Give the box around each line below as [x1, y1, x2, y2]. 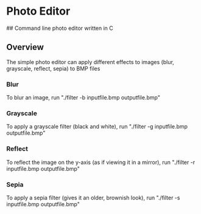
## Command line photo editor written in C [6, 24, 114, 32]
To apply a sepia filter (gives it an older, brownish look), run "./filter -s [6, 194, 180, 201]
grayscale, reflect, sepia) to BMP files [6, 65, 100, 72]
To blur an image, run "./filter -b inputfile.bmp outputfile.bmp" [6, 94, 160, 101]
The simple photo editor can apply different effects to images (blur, [6, 58, 175, 65]
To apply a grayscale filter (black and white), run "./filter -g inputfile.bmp [6, 123, 188, 130]
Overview [6, 42, 44, 52]
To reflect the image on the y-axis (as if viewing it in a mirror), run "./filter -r [6, 159, 196, 166]
